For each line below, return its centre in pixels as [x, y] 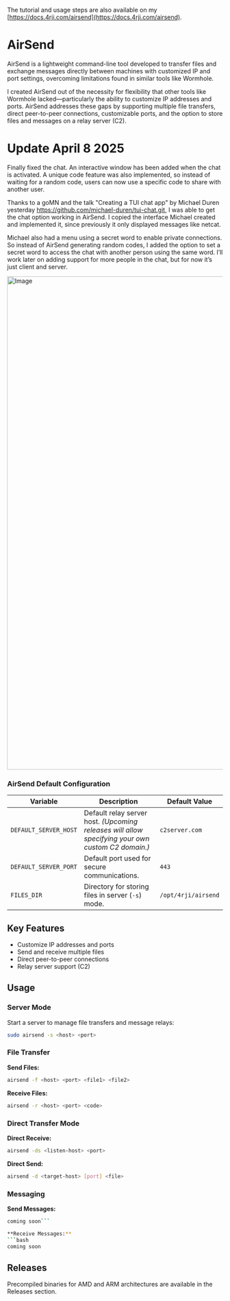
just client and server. [38, 267]
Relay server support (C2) [53, 966]
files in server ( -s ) [113, 895]
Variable [44, 802]
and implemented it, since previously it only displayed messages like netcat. [114, 224]
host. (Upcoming [111, 821]
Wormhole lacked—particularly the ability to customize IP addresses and [110, 99]
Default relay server [116, 813]
